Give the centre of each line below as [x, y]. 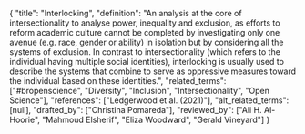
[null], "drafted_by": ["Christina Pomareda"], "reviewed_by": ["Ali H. [136, 110]
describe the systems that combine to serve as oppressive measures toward [153, 71]
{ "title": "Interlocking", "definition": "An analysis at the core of [126, 13]
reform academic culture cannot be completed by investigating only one [145, 32]
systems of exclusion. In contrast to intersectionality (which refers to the [145, 52]
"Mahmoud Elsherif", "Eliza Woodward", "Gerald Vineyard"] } [156, 119]
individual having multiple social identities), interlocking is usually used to [147, 62]
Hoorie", [25, 119]
